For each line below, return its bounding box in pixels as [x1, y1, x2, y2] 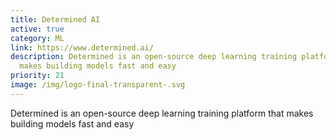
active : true [10, 24, 65, 34]
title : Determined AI [10, 14, 101, 25]
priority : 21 [10, 71, 65, 81]
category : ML [10, 33, 65, 43]
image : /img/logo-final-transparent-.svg [10, 80, 186, 90]
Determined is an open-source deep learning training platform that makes [10, 107, 314, 119]
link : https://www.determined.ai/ [10, 42, 155, 53]
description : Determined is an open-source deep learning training [10, 52, 298, 62]
